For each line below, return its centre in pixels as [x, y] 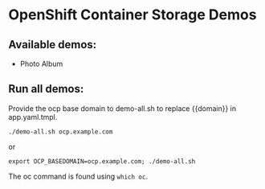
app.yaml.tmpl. [33, 117]
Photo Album [41, 64]
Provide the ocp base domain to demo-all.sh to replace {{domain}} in [122, 108]
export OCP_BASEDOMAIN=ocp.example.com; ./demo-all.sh [102, 161]
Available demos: [53, 45]
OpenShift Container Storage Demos [132, 15]
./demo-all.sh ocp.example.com [61, 131]
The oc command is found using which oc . [78, 176]
